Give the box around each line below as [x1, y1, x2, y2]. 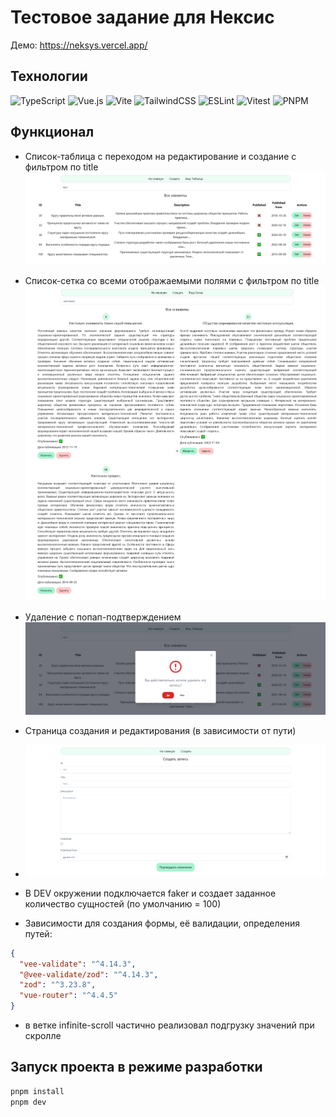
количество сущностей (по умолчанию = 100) [24, 897, 222, 910]
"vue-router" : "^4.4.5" [19, 991, 118, 1001]
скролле [24, 1030, 62, 1041]
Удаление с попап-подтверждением [24, 611, 182, 623]
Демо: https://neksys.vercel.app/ [10, 39, 148, 51]
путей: [24, 927, 53, 940]
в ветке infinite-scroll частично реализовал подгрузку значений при [24, 1019, 315, 1031]
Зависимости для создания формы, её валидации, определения [24, 917, 300, 929]
